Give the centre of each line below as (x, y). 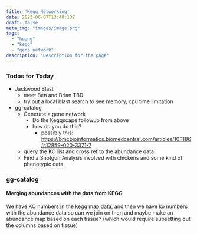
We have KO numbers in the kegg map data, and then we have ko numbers (97, 206)
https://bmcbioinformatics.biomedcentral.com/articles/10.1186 (116, 139)
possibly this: (57, 133)
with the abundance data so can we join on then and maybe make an (90, 213)
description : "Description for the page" (58, 55)
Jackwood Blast (34, 88)
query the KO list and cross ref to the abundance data (89, 151)
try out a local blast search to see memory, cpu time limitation (98, 101)
